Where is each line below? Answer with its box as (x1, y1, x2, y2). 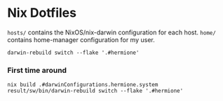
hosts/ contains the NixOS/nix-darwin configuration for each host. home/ (7, 28, 216, 36)
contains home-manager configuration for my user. (7, 35, 156, 43)
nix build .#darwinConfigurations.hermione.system (7, 81, 158, 88)
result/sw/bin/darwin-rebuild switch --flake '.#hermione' (7, 88, 184, 95)
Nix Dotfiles (7, 5, 77, 21)
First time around (7, 65, 67, 75)
